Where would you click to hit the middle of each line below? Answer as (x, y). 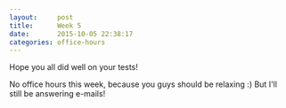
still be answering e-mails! (57, 94)
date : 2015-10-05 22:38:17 (71, 34)
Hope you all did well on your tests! (74, 67)
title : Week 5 (45, 26)
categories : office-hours (57, 42)
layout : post (41, 17)
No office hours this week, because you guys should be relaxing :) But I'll (143, 84)
